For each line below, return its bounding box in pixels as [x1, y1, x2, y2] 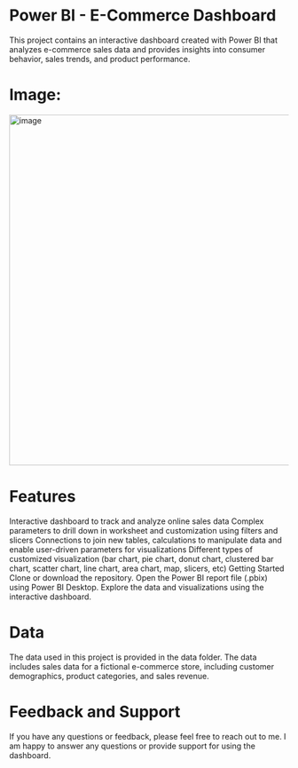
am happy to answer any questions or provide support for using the [9, 740, 255, 751]
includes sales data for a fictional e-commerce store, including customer [9, 661, 275, 671]
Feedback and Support [9, 701, 181, 722]
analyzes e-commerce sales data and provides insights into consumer [9, 44, 266, 54]
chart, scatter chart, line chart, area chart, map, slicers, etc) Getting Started [9, 563, 285, 574]
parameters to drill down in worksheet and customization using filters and [9, 525, 278, 535]
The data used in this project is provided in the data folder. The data [9, 652, 257, 662]
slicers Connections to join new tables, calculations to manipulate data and [9, 534, 282, 545]
